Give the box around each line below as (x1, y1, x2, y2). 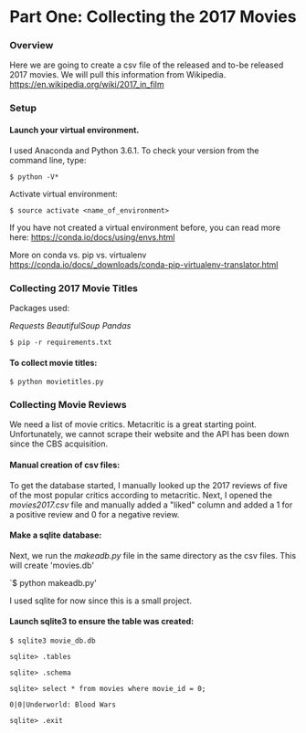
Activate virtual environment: (9, 188, 119, 199)
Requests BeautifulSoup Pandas (9, 319, 132, 330)
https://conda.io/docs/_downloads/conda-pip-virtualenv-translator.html (9, 258, 279, 270)
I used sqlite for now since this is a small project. (9, 595, 193, 606)
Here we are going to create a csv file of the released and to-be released (9, 59, 284, 70)
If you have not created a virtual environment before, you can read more (9, 222, 281, 233)
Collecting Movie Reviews (9, 399, 127, 412)
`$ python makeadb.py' (9, 577, 98, 588)
